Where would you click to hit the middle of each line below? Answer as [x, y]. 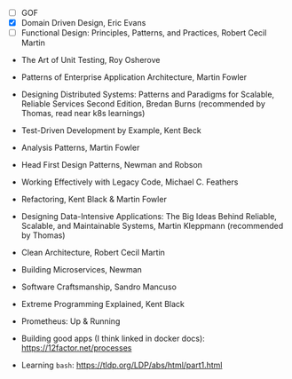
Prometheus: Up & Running [71, 321]
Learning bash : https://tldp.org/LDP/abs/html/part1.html [122, 365]
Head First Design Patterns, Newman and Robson [112, 165]
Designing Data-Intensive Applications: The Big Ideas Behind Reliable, [149, 217]
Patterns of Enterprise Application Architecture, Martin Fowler [134, 77]
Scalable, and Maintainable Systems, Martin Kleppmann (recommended [152, 226]
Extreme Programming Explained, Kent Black [103, 304]
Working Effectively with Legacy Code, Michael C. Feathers [130, 182]
